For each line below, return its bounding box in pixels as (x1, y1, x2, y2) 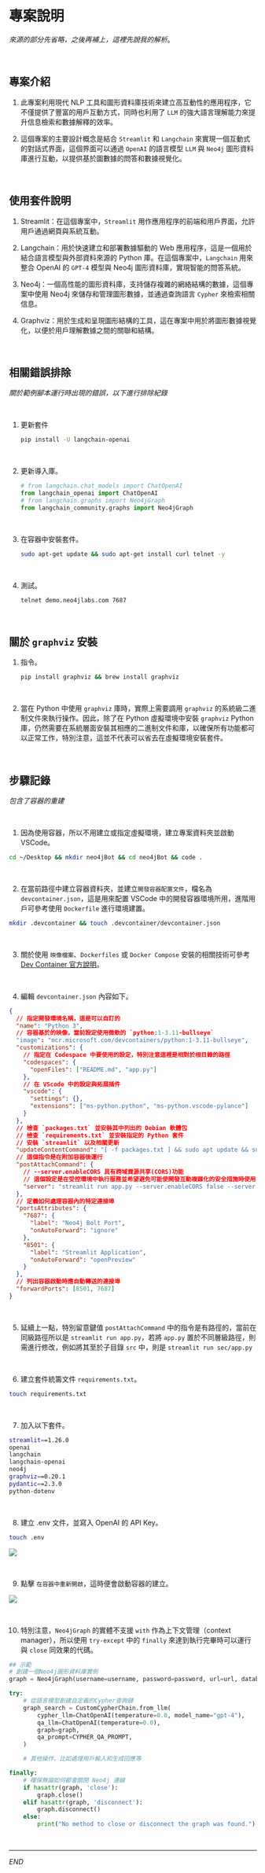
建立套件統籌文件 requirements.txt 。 (20, 1374, 142, 1384)
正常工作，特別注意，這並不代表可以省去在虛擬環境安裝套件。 (27, 733, 227, 743)
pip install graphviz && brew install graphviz (20, 673, 179, 681)
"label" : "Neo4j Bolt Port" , (29, 1220, 126, 1227)
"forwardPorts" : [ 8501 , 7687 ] (16, 1285, 115, 1293)
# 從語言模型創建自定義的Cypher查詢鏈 (23, 1697, 134, 1705)
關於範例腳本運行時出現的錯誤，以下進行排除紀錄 (9, 388, 167, 398)
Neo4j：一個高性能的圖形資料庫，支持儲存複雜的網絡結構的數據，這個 (20, 279, 247, 289)
